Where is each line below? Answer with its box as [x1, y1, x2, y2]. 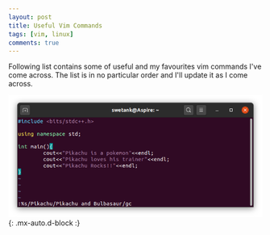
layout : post [8, 13, 52, 21]
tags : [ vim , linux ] [8, 30, 74, 38]
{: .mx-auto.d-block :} [8, 218, 81, 228]
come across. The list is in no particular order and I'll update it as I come [8, 70, 248, 80]
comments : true [8, 39, 60, 47]
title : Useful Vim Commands [8, 21, 103, 30]
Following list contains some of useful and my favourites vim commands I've [8, 61, 262, 72]
